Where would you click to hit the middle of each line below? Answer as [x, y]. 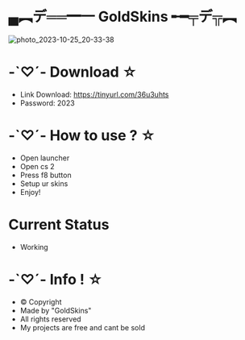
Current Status [59, 225]
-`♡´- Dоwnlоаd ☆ [73, 72]
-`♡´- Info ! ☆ [56, 279]
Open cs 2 [37, 166]
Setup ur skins [44, 183]
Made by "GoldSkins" [56, 310]
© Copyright [41, 301]
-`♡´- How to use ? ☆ [82, 136]
